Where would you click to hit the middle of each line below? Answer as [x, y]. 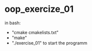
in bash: [13, 23]
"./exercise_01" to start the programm [49, 43]
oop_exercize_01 [39, 9]
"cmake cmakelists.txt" [35, 32]
